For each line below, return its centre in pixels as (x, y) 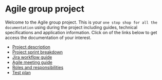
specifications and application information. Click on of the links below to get (81, 32)
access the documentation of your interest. (48, 38)
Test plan (21, 72)
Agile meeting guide (32, 62)
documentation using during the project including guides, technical (71, 27)
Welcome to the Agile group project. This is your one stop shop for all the (81, 22)
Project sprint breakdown (37, 52)
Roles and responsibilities (38, 67)
